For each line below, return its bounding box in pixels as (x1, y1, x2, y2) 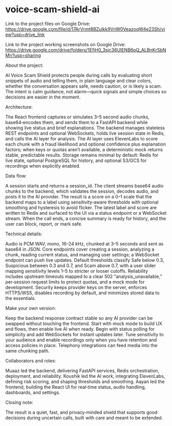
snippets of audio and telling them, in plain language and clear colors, (5, 77, 152, 84)
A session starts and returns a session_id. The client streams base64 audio (5, 182, 164, 189)
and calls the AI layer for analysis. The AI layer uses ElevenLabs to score (5, 135, 158, 141)
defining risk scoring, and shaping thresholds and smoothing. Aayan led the (5, 378, 165, 384)
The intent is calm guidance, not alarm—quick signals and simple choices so (5, 88, 167, 94)
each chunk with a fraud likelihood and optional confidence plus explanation (5, 141, 166, 147)
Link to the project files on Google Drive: (5, 21, 91, 27)
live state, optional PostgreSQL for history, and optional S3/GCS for (5, 157, 147, 164)
